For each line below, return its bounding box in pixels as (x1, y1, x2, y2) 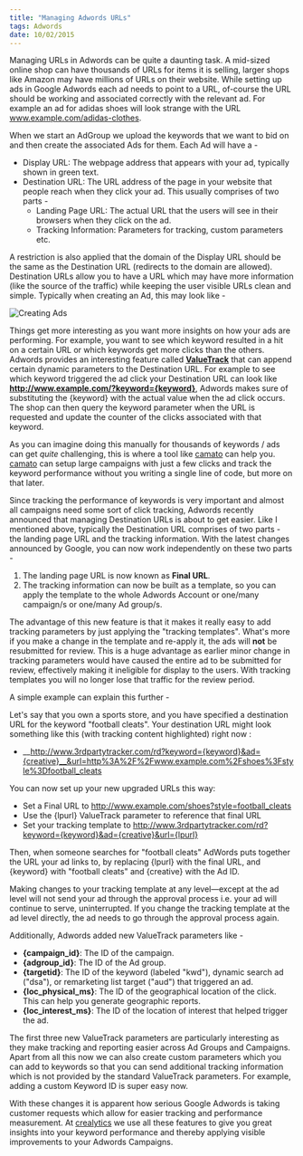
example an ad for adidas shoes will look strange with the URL (9, 103, 241, 114)
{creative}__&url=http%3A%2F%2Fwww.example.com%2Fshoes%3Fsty (22, 756, 294, 767)
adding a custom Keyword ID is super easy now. (9, 1081, 188, 1092)
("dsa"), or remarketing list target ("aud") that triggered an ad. (22, 977, 253, 988)
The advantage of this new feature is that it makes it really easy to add (9, 616, 271, 627)
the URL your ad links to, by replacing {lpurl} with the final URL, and (9, 856, 260, 867)
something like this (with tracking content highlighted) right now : (9, 729, 251, 740)
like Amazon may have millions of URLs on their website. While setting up (9, 74, 282, 85)
